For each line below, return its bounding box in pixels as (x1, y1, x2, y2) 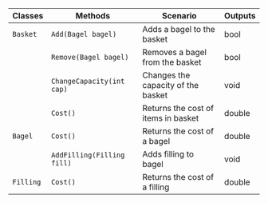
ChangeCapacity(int (50, 77, 125, 86)
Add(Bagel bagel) (50, 30, 117, 38)
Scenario (162, 10, 197, 21)
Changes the (142, 70, 191, 81)
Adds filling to (142, 149, 194, 159)
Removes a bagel (142, 47, 207, 58)
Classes (12, 10, 44, 21)
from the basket (142, 57, 202, 67)
